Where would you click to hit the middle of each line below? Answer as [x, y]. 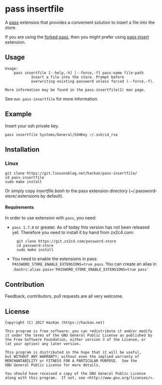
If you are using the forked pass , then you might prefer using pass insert [77, 37]
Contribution [25, 284]
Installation [22, 149]
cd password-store [35, 246]
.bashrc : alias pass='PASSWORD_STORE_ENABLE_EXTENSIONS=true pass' [80, 269]
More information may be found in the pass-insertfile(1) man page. [75, 90]
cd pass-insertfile [25, 178]
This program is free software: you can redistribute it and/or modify [79, 331]
